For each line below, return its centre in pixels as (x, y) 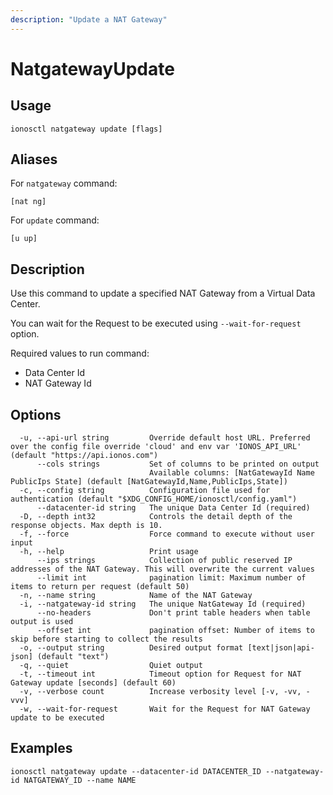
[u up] (24, 239)
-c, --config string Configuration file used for (145, 491)
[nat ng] (28, 202)
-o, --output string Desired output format (131, 648)
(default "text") (73, 657)
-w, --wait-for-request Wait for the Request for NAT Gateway (165, 709)
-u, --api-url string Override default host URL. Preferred (165, 438)
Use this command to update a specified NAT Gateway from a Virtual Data (163, 293)
